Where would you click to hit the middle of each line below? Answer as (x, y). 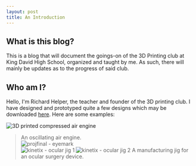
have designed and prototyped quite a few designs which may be (86, 108)
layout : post (22, 12)
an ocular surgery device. (52, 156)
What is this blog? (40, 41)
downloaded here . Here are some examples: (60, 115)
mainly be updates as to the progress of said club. (68, 69)
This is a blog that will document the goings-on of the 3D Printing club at (95, 56)
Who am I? (26, 87)
